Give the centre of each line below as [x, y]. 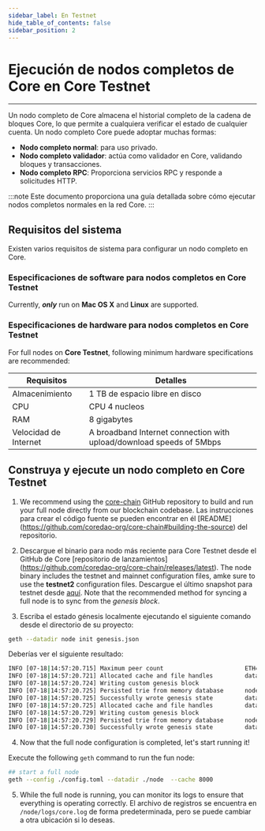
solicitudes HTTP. [48, 181]
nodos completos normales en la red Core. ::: [82, 205]
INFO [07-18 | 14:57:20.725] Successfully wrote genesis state [111, 698]
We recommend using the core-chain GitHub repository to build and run [136, 501]
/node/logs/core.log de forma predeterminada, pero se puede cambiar [135, 812]
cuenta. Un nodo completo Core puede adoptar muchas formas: [112, 132]
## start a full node [44, 772]
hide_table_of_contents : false [60, 23]
